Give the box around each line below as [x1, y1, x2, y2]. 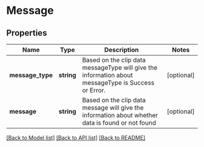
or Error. [81, 86, 106, 94]
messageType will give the [81, 64, 158, 71]
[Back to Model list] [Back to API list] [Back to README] [6, 134, 146, 141]
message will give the [81, 103, 144, 112]
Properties [6, 28, 47, 38]
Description [104, 46, 139, 54]
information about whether [81, 111, 158, 119]
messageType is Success [81, 79, 155, 87]
